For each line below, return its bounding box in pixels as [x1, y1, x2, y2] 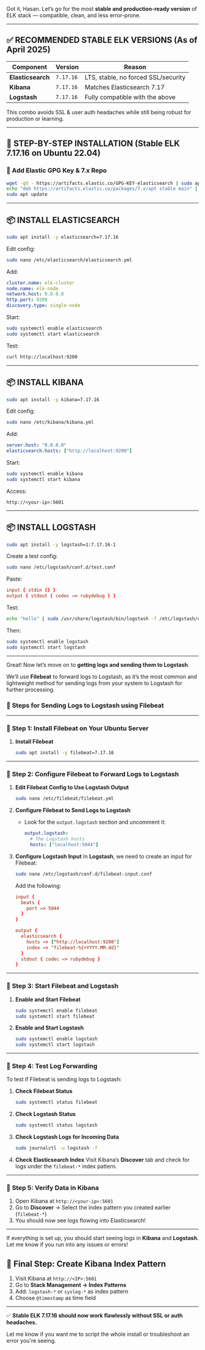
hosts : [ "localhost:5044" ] [29, 842, 99, 848]
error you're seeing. [6, 1337, 56, 1345]
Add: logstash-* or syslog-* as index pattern [15, 1288, 129, 1295]
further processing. [6, 686, 55, 693]
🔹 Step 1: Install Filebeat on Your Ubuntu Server [6, 724, 149, 732]
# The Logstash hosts [29, 836, 85, 842]
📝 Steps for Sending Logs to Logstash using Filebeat [6, 701, 164, 709]
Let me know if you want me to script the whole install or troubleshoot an [6, 1330, 190, 1338]
